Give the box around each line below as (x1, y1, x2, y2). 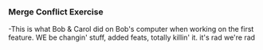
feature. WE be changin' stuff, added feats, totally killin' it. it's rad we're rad (8, 33, 256, 42)
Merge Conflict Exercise (8, 6, 104, 17)
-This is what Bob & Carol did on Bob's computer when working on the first (8, 25, 254, 34)
